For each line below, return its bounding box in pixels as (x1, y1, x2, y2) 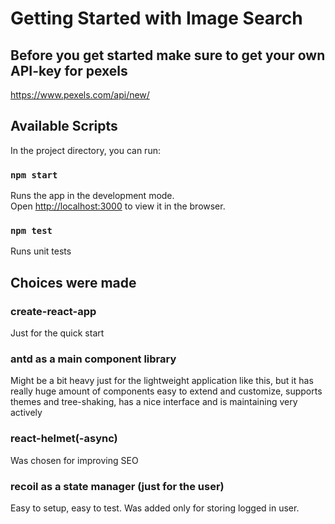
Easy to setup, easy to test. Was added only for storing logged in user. (10, 502, 300, 514)
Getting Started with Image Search (10, 7, 303, 30)
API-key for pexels (10, 62, 128, 79)
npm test (10, 225, 53, 237)
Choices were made (10, 274, 137, 291)
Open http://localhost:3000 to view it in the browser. (10, 200, 226, 212)
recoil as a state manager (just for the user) (10, 479, 225, 493)
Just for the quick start (10, 327, 105, 339)
